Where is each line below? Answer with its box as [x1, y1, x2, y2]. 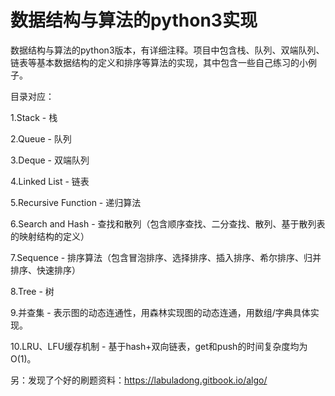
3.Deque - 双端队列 [10, 154, 90, 166]
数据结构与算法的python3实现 [10, 9, 258, 32]
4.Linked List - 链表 [10, 175, 90, 187]
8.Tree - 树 [10, 285, 55, 297]
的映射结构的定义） [10, 230, 90, 242]
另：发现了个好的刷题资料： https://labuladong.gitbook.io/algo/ [10, 374, 268, 386]
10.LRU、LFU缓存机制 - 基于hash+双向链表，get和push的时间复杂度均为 [10, 340, 308, 352]
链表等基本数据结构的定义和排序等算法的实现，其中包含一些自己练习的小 [10, 56, 308, 68]
